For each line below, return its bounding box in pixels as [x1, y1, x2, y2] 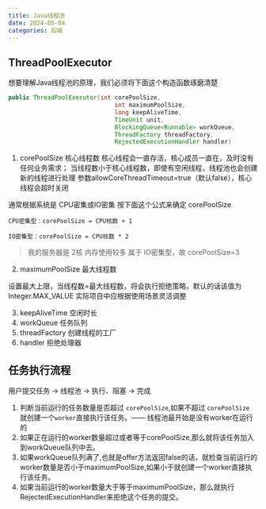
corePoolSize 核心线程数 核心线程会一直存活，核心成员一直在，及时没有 [19, 153, 255, 163]
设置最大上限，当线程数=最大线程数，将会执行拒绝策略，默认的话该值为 [8, 281, 242, 291]
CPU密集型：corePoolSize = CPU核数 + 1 [8, 218, 133, 226]
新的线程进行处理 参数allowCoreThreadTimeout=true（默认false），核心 [19, 173, 253, 183]
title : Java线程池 [8, 11, 66, 20]
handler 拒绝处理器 [19, 338, 82, 348]
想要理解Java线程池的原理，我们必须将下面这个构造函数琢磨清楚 [8, 78, 218, 87]
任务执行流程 [8, 363, 71, 377]
